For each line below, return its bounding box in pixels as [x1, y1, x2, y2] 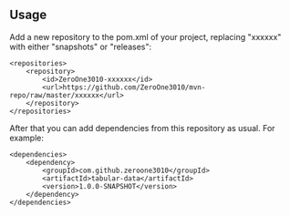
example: [9, 132, 44, 143]
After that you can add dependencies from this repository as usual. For [9, 122, 275, 133]
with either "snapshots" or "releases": [9, 41, 152, 52]
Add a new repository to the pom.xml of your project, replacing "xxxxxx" [9, 31, 282, 42]
